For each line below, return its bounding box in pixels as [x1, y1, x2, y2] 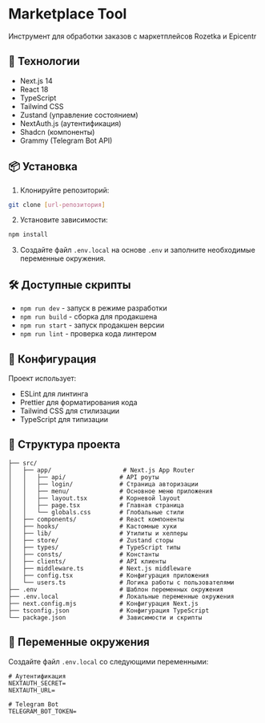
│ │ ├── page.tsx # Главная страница [8, 501, 184, 510]
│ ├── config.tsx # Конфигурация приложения [8, 571, 210, 579]
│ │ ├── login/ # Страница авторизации [8, 480, 199, 488]
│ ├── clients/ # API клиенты [8, 557, 167, 566]
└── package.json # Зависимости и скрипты [8, 613, 203, 622]
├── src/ [8, 459, 38, 467]
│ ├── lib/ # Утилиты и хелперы [8, 529, 188, 538]
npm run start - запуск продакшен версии [19, 320, 165, 330]
